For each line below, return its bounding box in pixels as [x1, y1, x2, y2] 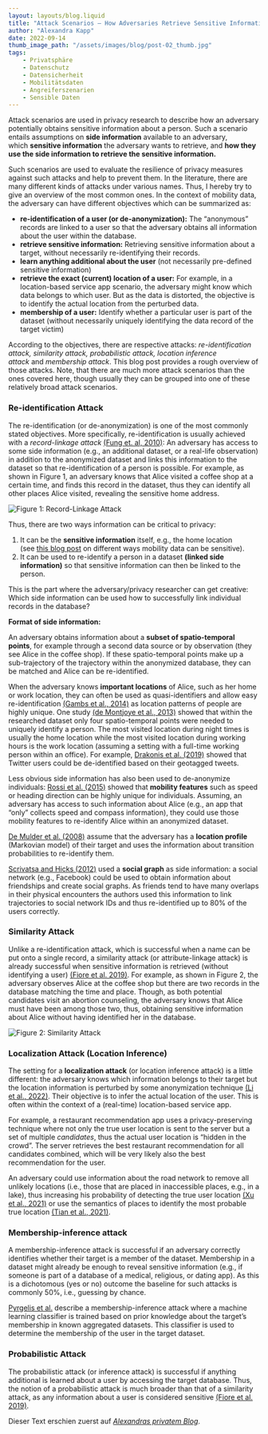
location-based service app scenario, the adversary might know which [19, 282, 253, 292]
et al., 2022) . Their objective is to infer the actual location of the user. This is [8, 1091, 259, 1101]
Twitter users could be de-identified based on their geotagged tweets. [8, 758, 239, 768]
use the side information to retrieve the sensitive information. [8, 149, 217, 159]
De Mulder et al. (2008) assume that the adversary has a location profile [8, 832, 248, 841]
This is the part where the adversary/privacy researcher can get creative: [8, 584, 249, 594]
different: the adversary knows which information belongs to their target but [8, 1075, 258, 1084]
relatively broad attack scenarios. [8, 383, 118, 392]
